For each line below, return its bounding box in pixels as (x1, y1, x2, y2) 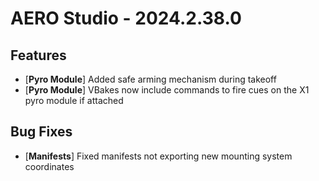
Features (10, 47, 67, 64)
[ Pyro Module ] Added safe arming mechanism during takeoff (24, 73, 277, 85)
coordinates (24, 160, 75, 172)
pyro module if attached (24, 95, 124, 106)
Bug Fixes (10, 123, 73, 141)
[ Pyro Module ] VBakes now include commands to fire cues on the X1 (24, 84, 310, 96)
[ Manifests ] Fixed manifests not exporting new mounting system (24, 150, 293, 162)
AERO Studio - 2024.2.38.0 (10, 7, 242, 30)
